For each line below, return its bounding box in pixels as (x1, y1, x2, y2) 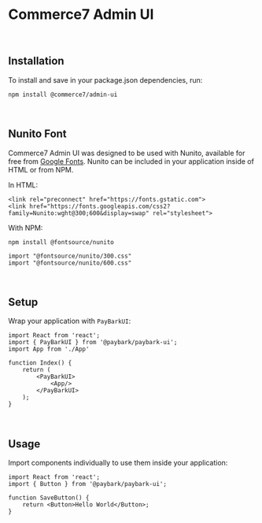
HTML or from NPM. (8, 165, 74, 174)
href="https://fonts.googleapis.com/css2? (28, 202, 171, 210)
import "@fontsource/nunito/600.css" (8, 258, 132, 267)
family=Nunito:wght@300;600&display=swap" (8, 209, 149, 217)
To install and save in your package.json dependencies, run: (8, 75, 203, 84)
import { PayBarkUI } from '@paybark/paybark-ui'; (8, 339, 178, 347)
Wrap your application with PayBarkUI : (8, 317, 131, 326)
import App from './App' (8, 345, 90, 354)
